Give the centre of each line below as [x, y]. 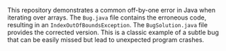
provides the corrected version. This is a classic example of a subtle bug [113, 32]
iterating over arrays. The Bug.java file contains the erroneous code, [107, 17]
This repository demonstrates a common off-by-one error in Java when [112, 10]
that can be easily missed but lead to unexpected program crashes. [106, 40]
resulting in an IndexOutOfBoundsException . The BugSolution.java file [107, 25]
